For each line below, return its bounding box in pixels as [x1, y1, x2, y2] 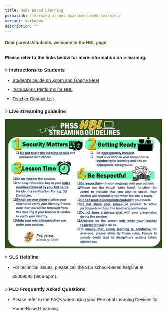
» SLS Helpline [5, 254, 39, 260]
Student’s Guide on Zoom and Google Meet [12, 78, 100, 83]
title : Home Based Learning [5, 8, 64, 13]
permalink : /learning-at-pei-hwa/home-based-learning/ [5, 13, 121, 18]
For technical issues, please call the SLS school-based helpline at [12, 265, 144, 270]
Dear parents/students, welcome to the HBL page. [5, 40, 108, 45]
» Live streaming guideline [5, 108, 66, 114]
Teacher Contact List [12, 96, 54, 102]
